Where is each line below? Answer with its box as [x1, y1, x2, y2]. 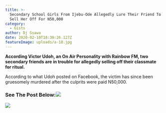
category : [5, 21, 26, 26]
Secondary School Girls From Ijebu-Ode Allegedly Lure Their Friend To [9, 12, 162, 17]
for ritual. [5, 64, 25, 70]
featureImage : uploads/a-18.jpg [5, 40, 72, 45]
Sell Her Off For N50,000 [9, 16, 64, 21]
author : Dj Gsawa [5, 30, 41, 35]
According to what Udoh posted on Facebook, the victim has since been [5, 73, 153, 80]
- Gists [9, 26, 26, 31]
